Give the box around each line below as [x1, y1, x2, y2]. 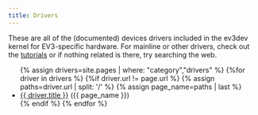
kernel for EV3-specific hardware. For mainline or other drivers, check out [8, 41, 250, 51]
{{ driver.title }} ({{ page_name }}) [19, 90, 129, 99]
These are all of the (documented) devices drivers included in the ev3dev [8, 33, 248, 43]
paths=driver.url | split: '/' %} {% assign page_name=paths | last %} [19, 82, 242, 91]
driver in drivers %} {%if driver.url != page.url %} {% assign [19, 73, 215, 83]
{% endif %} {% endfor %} [19, 98, 108, 108]
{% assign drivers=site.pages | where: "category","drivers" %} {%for [19, 65, 245, 75]
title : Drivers [8, 11, 59, 20]
